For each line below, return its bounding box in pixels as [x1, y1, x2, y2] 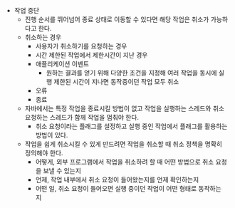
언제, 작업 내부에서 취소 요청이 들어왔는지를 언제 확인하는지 [35, 175, 199, 184]
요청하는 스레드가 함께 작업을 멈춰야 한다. [24, 113, 140, 121]
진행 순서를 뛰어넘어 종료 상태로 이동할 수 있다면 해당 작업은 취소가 [24, 15, 209, 24]
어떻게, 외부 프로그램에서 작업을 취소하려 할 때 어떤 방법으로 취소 [35, 157, 214, 166]
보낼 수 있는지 [43, 167, 82, 175]
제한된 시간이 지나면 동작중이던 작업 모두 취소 [53, 78, 179, 85]
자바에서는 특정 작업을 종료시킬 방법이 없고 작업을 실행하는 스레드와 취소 [24, 104, 225, 113]
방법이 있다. [35, 131, 68, 139]
